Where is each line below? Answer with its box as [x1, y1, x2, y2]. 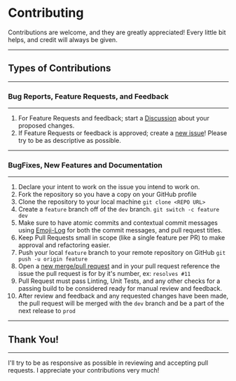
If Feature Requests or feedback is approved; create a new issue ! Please [18, 129, 228, 137]
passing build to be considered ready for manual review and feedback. [18, 284, 223, 293]
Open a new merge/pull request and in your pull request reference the [18, 262, 220, 270]
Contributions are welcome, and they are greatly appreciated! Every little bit [8, 28, 226, 36]
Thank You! [8, 333, 59, 345]
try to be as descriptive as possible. [18, 137, 121, 145]
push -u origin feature [18, 256, 88, 263]
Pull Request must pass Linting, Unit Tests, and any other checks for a [18, 277, 221, 285]
